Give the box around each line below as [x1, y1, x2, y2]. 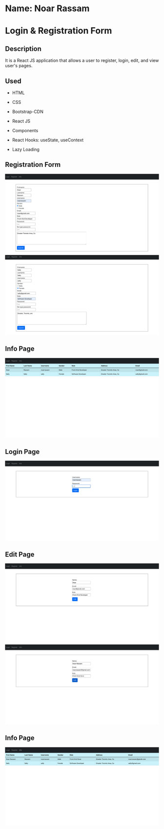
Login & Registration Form [5, 25, 112, 37]
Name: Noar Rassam [5, 3, 90, 14]
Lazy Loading [12, 147, 40, 152]
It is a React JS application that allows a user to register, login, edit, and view [5, 58, 159, 63]
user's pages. [5, 63, 33, 69]
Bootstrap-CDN [12, 109, 44, 115]
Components [12, 128, 39, 133]
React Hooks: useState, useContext [12, 137, 84, 143]
